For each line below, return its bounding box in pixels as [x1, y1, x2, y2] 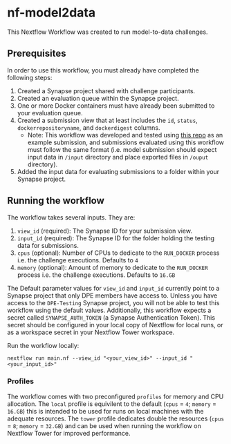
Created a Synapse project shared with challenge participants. [17, 86, 196, 95]
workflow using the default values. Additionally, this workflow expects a [7, 306, 212, 314]
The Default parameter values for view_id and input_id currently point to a [7, 284, 220, 292]
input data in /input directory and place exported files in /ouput [27, 153, 209, 161]
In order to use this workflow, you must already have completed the [7, 66, 199, 74]
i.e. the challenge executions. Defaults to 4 [17, 255, 138, 264]
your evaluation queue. [17, 108, 83, 117]
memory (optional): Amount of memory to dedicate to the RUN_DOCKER [17, 263, 209, 271]
